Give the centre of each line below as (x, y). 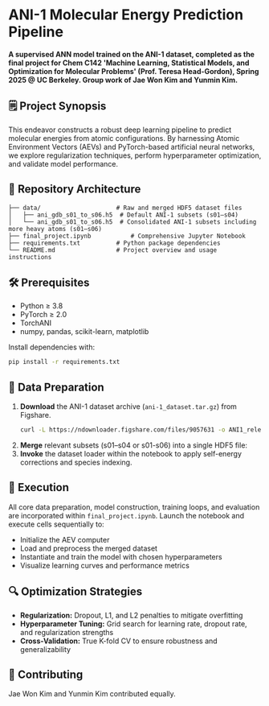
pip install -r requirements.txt (64, 362)
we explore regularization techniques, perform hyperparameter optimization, (135, 155)
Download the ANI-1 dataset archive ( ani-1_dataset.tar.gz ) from (128, 407)
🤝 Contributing (46, 674)
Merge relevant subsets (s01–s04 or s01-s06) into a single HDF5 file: (133, 445)
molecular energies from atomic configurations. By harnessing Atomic (124, 138)
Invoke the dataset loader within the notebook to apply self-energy (131, 453)
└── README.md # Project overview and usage (113, 250)
